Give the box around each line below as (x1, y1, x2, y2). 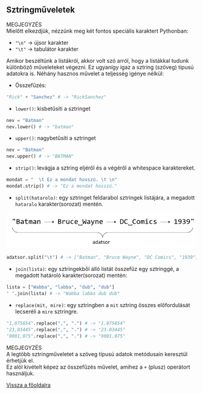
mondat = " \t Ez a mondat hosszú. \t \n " (6, 177, 118, 183)
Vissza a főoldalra (6, 381, 51, 389)
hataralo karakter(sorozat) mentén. (14, 200, 104, 208)
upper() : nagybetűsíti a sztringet (14, 135, 96, 142)
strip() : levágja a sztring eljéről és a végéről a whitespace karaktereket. (14, 164, 196, 171)
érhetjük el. (6, 357, 34, 364)
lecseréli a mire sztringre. (14, 308, 79, 315)
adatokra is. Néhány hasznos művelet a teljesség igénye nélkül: (6, 69, 164, 77)
